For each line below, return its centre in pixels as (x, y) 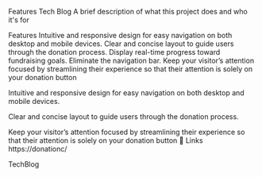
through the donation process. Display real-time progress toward (114, 52)
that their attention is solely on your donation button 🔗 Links (106, 140)
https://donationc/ (38, 149)
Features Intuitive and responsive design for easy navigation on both (120, 35)
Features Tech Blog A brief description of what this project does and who (128, 12)
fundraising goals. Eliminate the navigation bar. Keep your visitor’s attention (131, 60)
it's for (19, 20)
